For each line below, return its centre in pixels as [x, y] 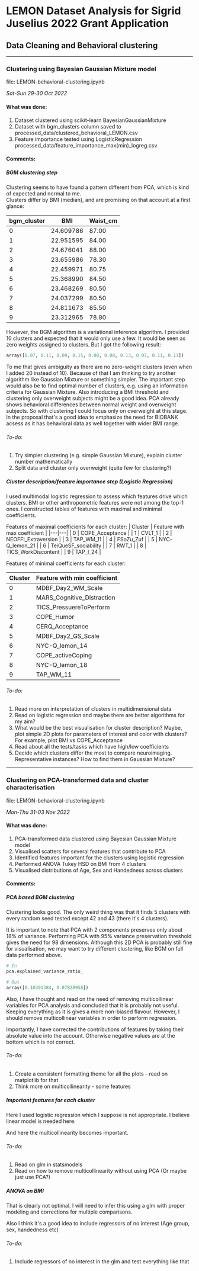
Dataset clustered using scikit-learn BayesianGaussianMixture [90, 120]
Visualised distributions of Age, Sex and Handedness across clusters [99, 870]
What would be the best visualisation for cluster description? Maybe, [98, 728]
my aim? [25, 721]
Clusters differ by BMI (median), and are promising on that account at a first [98, 200]
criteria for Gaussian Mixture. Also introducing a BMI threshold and [87, 391]
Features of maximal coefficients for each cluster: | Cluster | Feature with [95, 527]
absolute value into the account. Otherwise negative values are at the [91, 1035]
